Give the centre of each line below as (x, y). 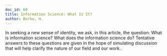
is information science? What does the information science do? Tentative (80, 38)
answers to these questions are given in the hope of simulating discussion (81, 43)
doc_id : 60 (16, 10)
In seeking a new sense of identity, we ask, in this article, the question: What (83, 33)
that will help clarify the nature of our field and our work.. (64, 48)
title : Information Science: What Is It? (49, 14)
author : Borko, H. (24, 19)
